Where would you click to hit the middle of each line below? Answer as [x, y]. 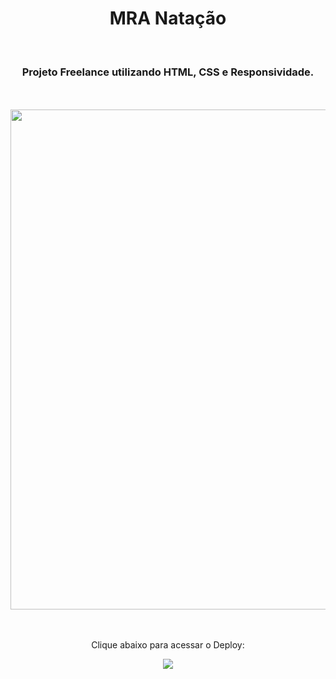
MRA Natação [168, 18]
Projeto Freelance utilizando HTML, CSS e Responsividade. [168, 72]
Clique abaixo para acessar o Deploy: [168, 645]
